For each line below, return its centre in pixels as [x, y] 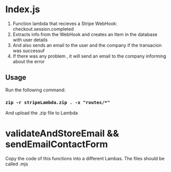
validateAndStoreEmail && [62, 133]
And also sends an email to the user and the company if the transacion [87, 45]
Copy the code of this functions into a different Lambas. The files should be [85, 158]
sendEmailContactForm [57, 144]
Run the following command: [35, 90]
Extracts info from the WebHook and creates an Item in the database [85, 34]
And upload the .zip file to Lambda [42, 113]
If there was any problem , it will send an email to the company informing [89, 56]
